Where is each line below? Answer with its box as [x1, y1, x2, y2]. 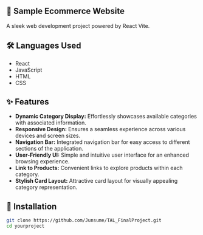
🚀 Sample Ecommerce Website [6, 6, 125, 16]
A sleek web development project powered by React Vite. [6, 22, 150, 29]
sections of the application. [15, 145, 84, 152]
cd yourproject [6, 223, 45, 230]
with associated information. [15, 119, 86, 126]
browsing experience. [15, 158, 70, 165]
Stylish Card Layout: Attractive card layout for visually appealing [15, 177, 178, 185]
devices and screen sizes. [15, 132, 81, 140]
